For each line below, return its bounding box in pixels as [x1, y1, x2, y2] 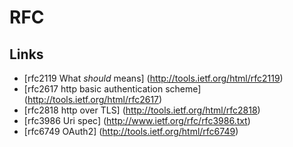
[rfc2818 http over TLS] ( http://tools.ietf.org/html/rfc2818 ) [23, 104, 261, 116]
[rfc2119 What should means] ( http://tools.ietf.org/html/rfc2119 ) [23, 72, 284, 84]
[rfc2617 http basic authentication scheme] [23, 83, 202, 95]
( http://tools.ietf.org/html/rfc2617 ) [23, 94, 163, 105]
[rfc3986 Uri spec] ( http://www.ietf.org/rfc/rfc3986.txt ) [23, 115, 251, 126]
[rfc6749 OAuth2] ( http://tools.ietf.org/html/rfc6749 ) [23, 126, 239, 137]
